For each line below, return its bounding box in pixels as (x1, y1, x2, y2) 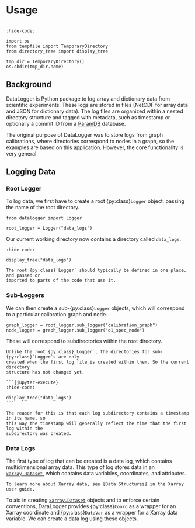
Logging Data (6, 167, 56, 177)
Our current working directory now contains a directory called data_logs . (6, 236, 182, 243)
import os (6, 38, 30, 44)
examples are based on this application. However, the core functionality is (6, 144, 184, 151)
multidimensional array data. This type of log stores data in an (6, 464, 155, 471)
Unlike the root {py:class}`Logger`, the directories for (6, 348, 150, 354)
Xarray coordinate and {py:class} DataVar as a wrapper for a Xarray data (6, 509, 178, 516)
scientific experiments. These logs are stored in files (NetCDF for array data (6, 101, 189, 108)
